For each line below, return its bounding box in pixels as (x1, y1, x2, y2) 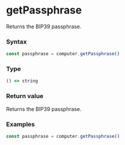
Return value (6, 92, 44, 100)
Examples (6, 120, 35, 128)
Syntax (6, 38, 27, 46)
